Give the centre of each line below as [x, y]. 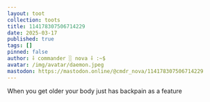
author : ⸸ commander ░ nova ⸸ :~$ [56, 59]
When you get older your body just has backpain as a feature [95, 91]
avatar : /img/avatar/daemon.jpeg [56, 65]
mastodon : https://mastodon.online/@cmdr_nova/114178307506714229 [105, 71]
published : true [31, 39]
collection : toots [34, 20]
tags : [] [20, 45]
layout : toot [26, 13]
